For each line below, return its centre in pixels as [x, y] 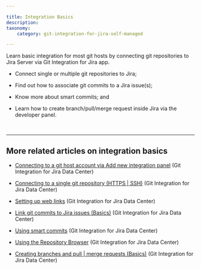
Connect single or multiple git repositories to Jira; [76, 74]
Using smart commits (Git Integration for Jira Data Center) [86, 231]
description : [22, 22]
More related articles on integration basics [87, 151]
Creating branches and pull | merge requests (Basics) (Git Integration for [104, 254]
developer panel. [36, 115]
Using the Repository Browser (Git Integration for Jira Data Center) [97, 242]
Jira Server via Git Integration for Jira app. [58, 62]
